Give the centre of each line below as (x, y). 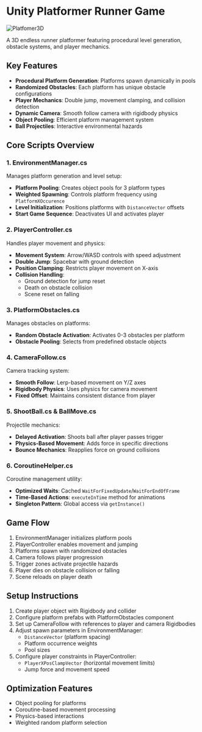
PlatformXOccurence (40, 201)
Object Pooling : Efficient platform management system (85, 119)
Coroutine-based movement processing (65, 710)
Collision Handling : (40, 274)
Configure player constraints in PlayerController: (76, 656)
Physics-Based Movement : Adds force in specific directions (92, 443)
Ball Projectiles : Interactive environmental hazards (79, 126)
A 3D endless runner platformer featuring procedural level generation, (94, 40)
